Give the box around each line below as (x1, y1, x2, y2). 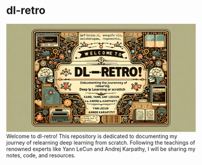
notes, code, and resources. (6, 151, 76, 159)
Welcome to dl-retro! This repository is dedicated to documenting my (6, 133, 177, 140)
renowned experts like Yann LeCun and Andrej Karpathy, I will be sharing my (6, 145, 196, 152)
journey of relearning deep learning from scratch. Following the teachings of (6, 139, 195, 146)
